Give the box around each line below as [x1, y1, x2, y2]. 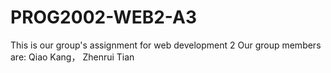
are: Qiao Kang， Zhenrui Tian [10, 51, 135, 63]
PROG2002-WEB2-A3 [10, 6, 197, 29]
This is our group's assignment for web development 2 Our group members [10, 39, 322, 51]
